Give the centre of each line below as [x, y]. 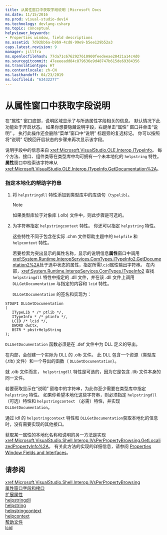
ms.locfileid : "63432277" [32, 79]
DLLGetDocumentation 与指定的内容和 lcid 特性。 [62, 283]
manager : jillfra [23, 51]
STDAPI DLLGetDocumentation [34, 303]
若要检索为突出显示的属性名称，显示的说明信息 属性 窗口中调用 [76, 253]
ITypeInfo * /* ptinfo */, [40, 316]
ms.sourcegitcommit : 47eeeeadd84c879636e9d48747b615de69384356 [72, 61]
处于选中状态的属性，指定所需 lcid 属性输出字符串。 [92, 264]
